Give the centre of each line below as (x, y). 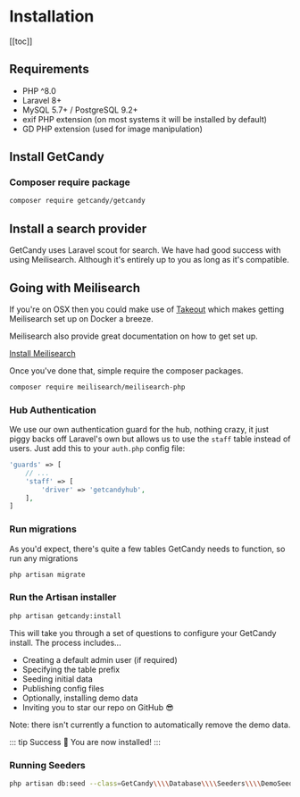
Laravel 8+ (42, 100)
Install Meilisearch (42, 353)
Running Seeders (48, 765)
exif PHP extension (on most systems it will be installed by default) (145, 119)
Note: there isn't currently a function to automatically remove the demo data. (150, 725)
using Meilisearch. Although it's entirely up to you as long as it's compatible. (150, 260)
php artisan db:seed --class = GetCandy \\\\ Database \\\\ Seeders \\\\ (135, 784)
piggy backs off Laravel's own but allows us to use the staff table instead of (150, 439)
